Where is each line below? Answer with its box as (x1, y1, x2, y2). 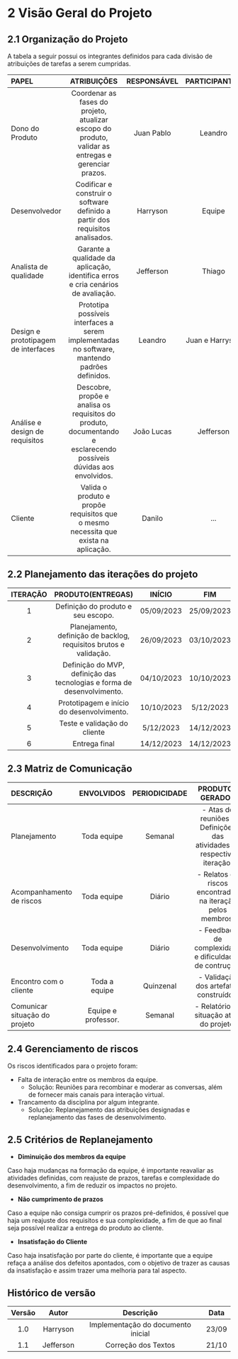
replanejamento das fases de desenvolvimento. (28, 1113, 166, 1122)
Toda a (91, 976, 114, 986)
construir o (75, 188, 112, 198)
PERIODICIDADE (132, 788, 188, 798)
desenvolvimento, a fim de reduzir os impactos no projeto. (7, 1181, 178, 1190)
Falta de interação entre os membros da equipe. (17, 1076, 158, 1084)
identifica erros (68, 271, 119, 281)
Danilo (141, 514, 163, 523)
